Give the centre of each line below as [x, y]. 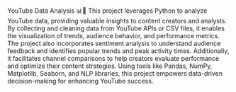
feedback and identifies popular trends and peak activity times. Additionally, [118, 51]
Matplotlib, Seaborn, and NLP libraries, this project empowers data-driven [115, 73]
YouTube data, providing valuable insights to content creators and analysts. [117, 21]
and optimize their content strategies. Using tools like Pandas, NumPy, [110, 66]
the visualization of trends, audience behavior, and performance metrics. [113, 36]
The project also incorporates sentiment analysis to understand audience [114, 43]
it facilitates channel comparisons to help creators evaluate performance [113, 58]
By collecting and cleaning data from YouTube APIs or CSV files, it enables [116, 28]
